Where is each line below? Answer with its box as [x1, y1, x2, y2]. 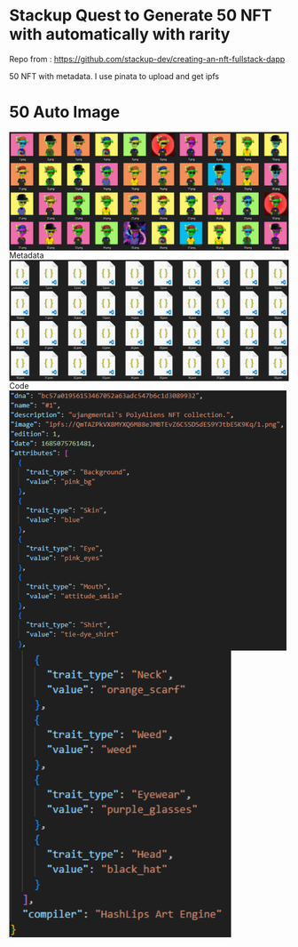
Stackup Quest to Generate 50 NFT [9, 5, 272, 26]
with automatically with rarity [9, 24, 231, 44]
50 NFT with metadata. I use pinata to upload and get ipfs [9, 70, 220, 81]
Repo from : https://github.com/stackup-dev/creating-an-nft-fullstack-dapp [9, 53, 286, 64]
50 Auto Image [9, 102, 121, 123]
